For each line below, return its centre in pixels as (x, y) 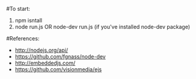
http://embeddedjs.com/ (45, 63)
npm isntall (29, 20)
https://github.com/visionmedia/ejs (58, 69)
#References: (23, 38)
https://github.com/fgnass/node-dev (60, 56)
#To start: (18, 9)
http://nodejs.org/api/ (41, 50)
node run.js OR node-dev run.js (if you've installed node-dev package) (103, 27)
